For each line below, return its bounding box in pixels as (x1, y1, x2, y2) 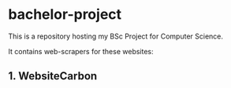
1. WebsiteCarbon (8, 69, 98, 83)
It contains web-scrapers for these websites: (8, 46, 154, 56)
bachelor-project (8, 5, 122, 24)
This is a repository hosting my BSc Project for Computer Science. (8, 31, 223, 41)
